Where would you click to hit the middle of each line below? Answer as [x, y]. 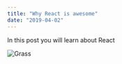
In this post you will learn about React [61, 40]
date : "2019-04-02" [36, 20]
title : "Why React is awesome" [53, 14]
